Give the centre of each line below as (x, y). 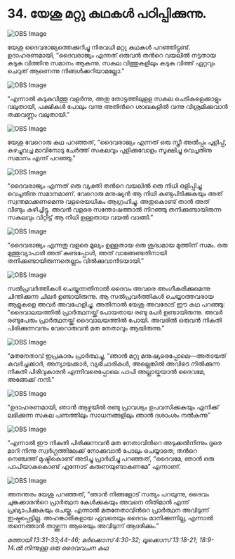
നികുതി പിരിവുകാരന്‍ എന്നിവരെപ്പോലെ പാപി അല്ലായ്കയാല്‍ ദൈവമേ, (106, 371)
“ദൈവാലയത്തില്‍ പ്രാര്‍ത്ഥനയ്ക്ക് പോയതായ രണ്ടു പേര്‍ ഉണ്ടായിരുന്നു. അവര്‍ (115, 312)
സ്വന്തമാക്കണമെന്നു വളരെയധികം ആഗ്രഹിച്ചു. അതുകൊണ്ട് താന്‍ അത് (109, 201)
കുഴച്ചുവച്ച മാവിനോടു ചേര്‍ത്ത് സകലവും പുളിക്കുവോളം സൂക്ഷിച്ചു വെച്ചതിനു (110, 150)
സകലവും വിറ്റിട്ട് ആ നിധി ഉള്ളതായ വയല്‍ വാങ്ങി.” (80, 217)
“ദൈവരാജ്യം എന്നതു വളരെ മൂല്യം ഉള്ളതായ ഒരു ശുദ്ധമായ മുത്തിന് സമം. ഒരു (117, 245)
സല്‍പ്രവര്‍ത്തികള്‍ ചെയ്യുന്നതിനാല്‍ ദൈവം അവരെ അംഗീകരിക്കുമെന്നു (109, 288)
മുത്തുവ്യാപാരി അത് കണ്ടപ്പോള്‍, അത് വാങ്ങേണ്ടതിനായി (87, 252)
